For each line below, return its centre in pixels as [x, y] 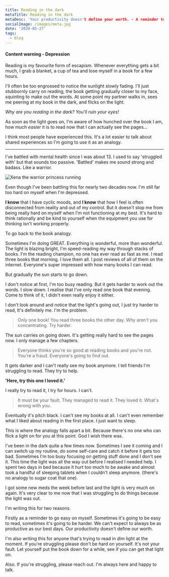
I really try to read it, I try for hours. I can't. [49, 391]
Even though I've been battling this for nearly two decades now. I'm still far [83, 187]
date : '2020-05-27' [26, 29]
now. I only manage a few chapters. [42, 341]
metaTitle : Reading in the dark [39, 15]
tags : [11, 33]
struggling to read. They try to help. [42, 371]
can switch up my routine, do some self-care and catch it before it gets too [83, 451]
